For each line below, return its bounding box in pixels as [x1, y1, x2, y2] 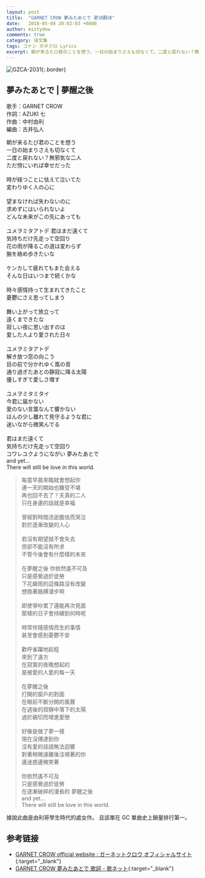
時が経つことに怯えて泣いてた [6, 175, 81, 183]
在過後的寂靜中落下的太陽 [21, 706, 86, 713]
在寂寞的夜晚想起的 [21, 660, 70, 668]
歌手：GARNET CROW [6, 102, 63, 110]
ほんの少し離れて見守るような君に [6, 413, 92, 420]
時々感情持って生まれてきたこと [6, 286, 87, 293]
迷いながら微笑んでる [6, 421, 60, 428]
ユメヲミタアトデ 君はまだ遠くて [6, 227, 89, 234]
